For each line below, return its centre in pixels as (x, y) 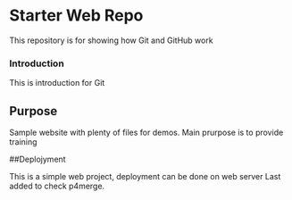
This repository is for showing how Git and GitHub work (111, 40)
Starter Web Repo (76, 16)
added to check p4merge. (57, 186)
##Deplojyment (38, 159)
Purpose (33, 111)
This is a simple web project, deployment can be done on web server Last (145, 177)
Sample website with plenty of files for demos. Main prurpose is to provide (146, 133)
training (23, 142)
